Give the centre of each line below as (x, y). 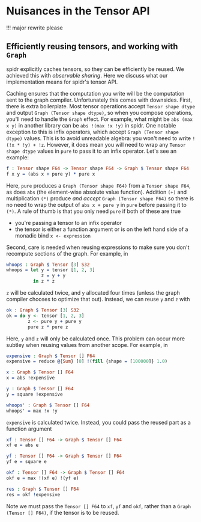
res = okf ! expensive (33, 494)
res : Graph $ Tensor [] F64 (43, 489)
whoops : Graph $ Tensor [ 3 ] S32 (48, 265)
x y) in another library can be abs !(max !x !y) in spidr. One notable (91, 125)
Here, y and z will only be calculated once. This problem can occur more (95, 339)
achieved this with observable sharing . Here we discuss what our (87, 75)
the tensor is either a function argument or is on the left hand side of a (101, 229)
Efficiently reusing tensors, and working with (92, 47)
